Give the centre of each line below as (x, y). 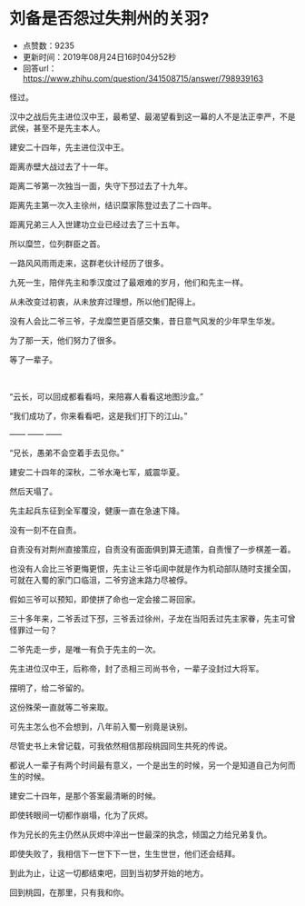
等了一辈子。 (33, 359)
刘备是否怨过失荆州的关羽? (109, 19)
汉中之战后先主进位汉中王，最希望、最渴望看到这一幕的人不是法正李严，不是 (152, 116)
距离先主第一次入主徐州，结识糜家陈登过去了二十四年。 (113, 204)
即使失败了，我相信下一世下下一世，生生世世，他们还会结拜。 (125, 853)
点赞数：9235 (48, 45)
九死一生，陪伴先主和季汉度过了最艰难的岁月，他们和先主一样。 (128, 282)
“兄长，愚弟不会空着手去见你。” (67, 453)
